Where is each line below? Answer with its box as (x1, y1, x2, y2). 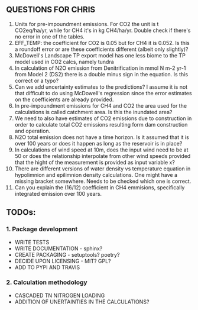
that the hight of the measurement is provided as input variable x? (14, 159, 176, 166)
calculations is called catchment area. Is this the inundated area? (14, 108, 173, 115)
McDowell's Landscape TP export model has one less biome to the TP (14, 51, 186, 59)
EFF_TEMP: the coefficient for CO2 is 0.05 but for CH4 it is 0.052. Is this (14, 39, 190, 46)
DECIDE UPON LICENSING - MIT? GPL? (14, 257, 111, 264)
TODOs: (6, 207, 36, 218)
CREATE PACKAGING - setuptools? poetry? (14, 251, 120, 258)
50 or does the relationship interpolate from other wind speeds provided (14, 152, 191, 159)
